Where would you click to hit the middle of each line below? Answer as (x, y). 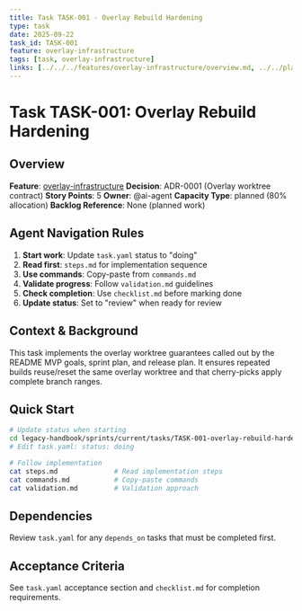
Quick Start (42, 409)
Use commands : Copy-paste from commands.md (109, 274)
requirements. (35, 598)
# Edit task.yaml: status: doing (72, 447)
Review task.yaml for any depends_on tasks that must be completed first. (143, 538)
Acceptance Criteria (67, 566)
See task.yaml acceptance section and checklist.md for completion (135, 588)
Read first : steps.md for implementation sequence (115, 264)
